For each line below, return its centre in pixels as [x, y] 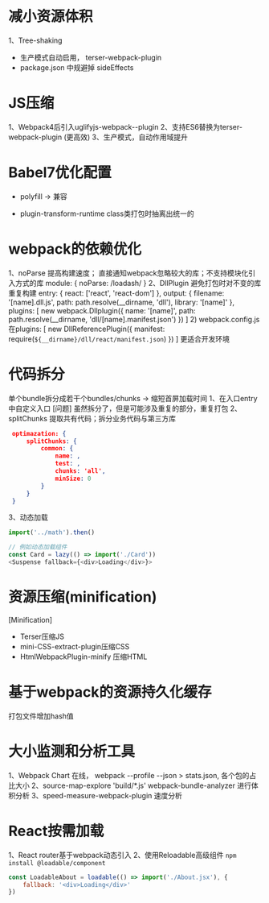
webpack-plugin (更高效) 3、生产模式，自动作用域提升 [98, 137]
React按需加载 [56, 831]
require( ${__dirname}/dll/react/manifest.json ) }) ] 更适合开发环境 [119, 338]
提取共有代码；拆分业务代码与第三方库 [113, 418]
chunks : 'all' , [80, 471]
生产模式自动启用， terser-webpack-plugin [91, 57]
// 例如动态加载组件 [38, 547]
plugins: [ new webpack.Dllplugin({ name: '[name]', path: [102, 310]
